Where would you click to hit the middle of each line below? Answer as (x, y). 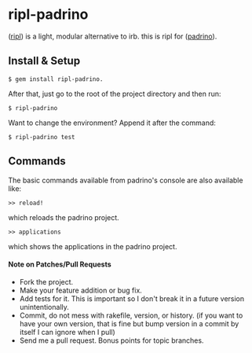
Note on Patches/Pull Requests (60, 264)
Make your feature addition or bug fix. (81, 290)
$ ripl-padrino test (42, 137)
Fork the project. (46, 281)
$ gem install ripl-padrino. (56, 79)
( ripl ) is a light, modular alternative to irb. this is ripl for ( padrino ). (113, 36)
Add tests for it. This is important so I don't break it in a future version (132, 298)
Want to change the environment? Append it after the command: (112, 123)
